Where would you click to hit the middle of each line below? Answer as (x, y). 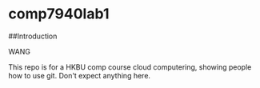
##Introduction (33, 36)
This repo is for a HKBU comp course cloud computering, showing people (130, 67)
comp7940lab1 (59, 14)
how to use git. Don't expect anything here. (79, 75)
